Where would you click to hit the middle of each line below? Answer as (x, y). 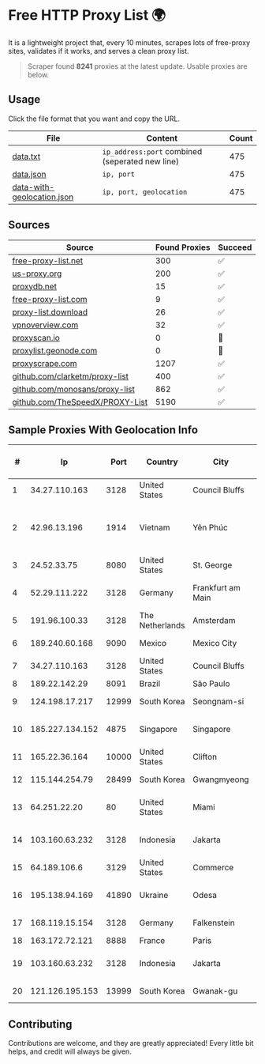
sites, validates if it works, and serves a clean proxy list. (99, 51)
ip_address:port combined (152, 151)
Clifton (205, 757)
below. (38, 74)
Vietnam (155, 528)
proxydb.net (35, 286)
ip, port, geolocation (145, 192)
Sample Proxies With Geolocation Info (103, 430)
